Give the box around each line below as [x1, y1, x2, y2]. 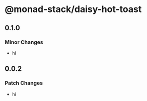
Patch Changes [5, 79, 43, 86]
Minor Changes [5, 39, 43, 46]
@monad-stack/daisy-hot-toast [5, 4, 142, 15]
